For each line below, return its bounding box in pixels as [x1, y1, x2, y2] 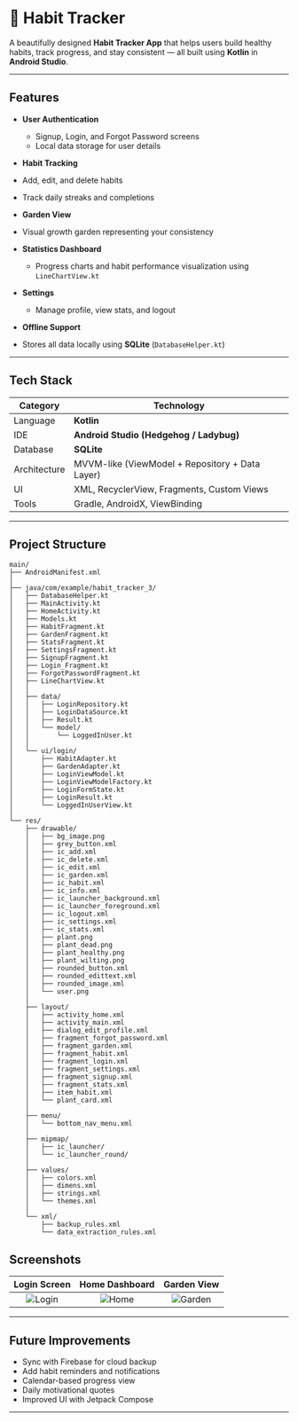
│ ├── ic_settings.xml [25, 917, 117, 926]
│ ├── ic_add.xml [25, 847, 98, 857]
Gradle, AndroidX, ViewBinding [74, 497, 202, 509]
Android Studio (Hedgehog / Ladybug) [74, 428, 239, 441]
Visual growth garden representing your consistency [21, 226, 215, 237]
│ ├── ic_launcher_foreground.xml [25, 902, 161, 911]
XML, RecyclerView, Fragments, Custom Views [74, 483, 269, 495]
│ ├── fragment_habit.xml [25, 1049, 129, 1058]
